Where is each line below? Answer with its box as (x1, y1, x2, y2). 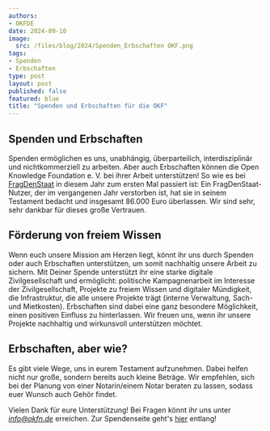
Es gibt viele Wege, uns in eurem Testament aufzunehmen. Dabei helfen (8, 363, 248, 373)
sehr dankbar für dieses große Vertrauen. (8, 205, 147, 214)
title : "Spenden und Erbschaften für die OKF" (8, 102, 168, 110)
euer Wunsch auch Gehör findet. (8, 389, 117, 399)
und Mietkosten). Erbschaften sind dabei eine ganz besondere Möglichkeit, (8, 301, 259, 311)
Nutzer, (8, 188, 33, 197)
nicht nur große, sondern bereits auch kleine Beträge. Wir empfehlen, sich (8, 372, 255, 382)
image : (8, 34, 31, 43)
